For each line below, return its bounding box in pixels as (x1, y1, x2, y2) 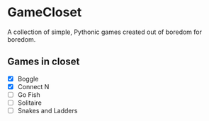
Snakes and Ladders (17, 107, 78, 115)
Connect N (17, 82, 50, 91)
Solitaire (17, 98, 43, 107)
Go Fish (17, 90, 40, 99)
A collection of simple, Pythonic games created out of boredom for (7, 28, 203, 36)
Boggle (17, 74, 39, 83)
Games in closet (7, 56, 80, 68)
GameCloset (7, 4, 82, 21)
